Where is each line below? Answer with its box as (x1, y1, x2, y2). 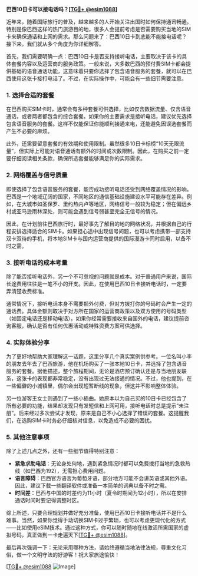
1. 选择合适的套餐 (6, 91, 55, 99)
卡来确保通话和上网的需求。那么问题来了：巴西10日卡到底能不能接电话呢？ (6, 33, 187, 40)
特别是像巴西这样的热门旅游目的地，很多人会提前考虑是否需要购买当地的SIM (6, 26, 192, 32)
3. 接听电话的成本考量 (6, 259, 68, 267)
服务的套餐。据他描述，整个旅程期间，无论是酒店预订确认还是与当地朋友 (6, 368, 181, 375)
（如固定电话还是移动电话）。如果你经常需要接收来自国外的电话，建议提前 (6, 315, 184, 322)
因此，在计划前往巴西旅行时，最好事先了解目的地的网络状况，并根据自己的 (6, 220, 187, 227)
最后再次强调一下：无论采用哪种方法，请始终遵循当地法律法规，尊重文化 (6, 544, 181, 551)
